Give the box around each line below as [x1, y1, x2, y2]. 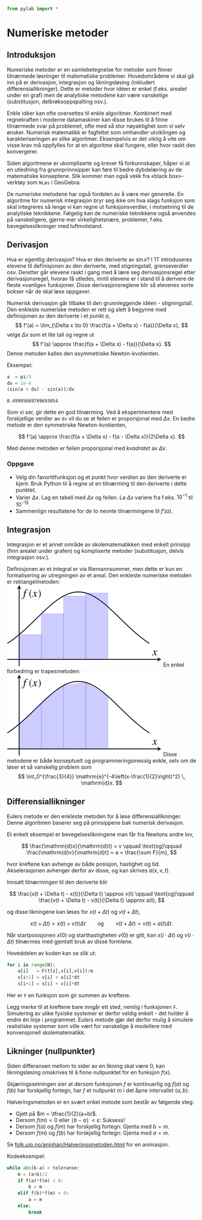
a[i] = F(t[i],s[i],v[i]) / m [17, 968, 94, 974]
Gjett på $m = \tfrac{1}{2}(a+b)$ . [15, 1110, 97, 1117]
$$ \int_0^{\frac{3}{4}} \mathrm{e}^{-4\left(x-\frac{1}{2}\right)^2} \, [17, 772, 186, 780]
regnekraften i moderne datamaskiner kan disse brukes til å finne [7, 116, 168, 123]
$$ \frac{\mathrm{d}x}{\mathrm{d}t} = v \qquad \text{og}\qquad [21, 842, 182, 849]
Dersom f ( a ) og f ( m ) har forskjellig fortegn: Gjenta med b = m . [15, 1123, 170, 1130]
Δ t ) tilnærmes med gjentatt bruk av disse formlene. [7, 938, 133, 945]
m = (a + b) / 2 [17, 1171, 47, 1177]
